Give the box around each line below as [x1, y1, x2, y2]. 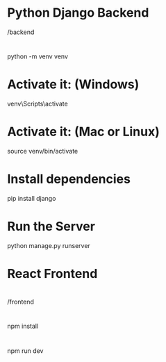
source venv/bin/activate [7, 147, 78, 155]
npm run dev [7, 346, 44, 355]
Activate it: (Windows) [7, 76, 140, 92]
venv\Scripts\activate [7, 99, 68, 108]
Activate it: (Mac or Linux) [7, 124, 160, 140]
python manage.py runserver [7, 241, 90, 249]
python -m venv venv [7, 52, 68, 60]
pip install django [7, 194, 56, 202]
